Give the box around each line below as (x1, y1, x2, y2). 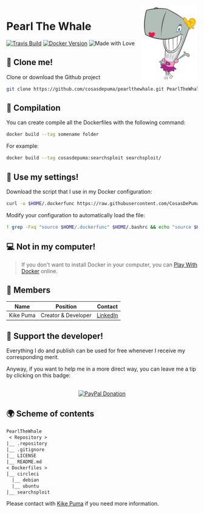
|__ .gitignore (6, 447, 45, 453)
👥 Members (6, 285, 51, 295)
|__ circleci (6, 471, 39, 477)
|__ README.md (6, 459, 42, 465)
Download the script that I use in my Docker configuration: (6, 188, 152, 195)
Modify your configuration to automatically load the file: (6, 211, 146, 218)
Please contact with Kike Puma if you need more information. (6, 500, 159, 508)
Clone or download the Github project (6, 73, 101, 80)
